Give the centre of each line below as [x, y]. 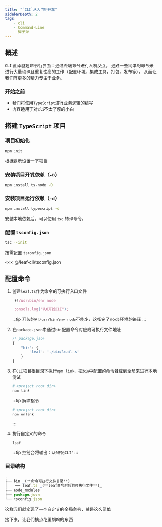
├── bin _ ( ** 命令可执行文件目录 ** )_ [39, 481]
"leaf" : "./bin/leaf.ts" [55, 352]
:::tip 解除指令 [26, 400]
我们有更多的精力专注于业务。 [35, 78]
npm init [14, 151]
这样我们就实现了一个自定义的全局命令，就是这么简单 [58, 509]
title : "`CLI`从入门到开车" [31, 9]
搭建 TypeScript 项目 [36, 126]
